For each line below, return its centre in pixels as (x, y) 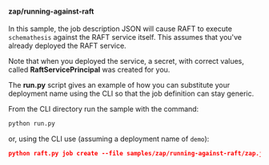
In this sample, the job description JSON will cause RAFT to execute (120, 29)
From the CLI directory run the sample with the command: (104, 109)
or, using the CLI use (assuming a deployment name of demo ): (109, 139)
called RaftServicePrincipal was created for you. (89, 70)
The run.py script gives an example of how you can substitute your (119, 85)
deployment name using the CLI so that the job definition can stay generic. (131, 94)
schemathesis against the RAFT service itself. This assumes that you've (125, 37)
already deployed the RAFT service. (67, 46)
